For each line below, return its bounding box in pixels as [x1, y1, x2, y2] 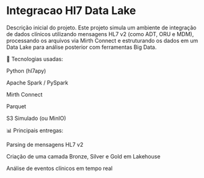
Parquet [6, 102, 26, 110]
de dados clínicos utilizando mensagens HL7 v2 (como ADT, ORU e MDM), [6, 30, 194, 37]
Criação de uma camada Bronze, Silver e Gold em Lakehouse [6, 152, 161, 160]
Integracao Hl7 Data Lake [6, 4, 136, 18]
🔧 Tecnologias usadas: [6, 55, 64, 62]
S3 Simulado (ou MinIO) [6, 114, 67, 122]
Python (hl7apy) [6, 67, 46, 74]
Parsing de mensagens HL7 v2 [6, 141, 84, 148]
